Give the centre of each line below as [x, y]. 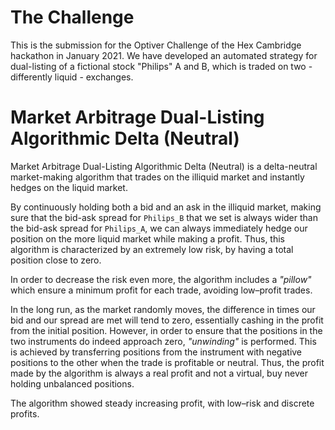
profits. [25, 413]
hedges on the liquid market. [69, 187]
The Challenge [72, 17]
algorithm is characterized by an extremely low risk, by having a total [152, 249]
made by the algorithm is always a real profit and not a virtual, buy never [159, 373]
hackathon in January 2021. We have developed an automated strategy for [164, 55]
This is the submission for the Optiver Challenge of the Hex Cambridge [156, 45]
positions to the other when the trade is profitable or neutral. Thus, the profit [167, 362]
